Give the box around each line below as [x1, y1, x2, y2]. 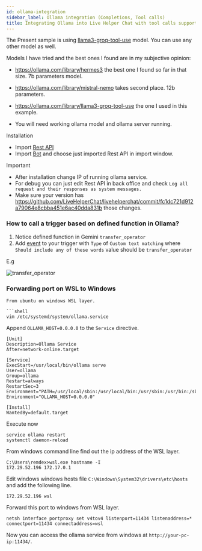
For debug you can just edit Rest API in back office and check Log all [14, 180, 188, 187]
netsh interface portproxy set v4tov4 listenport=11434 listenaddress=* [6, 515, 192, 521]
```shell [6, 308, 28, 314]
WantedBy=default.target [6, 409, 69, 416]
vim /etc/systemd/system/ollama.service [6, 314, 109, 320]
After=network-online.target [6, 346, 79, 352]
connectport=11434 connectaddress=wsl [6, 520, 103, 527]
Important [6, 162, 31, 169]
